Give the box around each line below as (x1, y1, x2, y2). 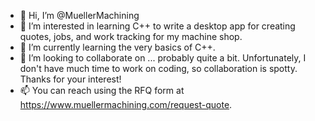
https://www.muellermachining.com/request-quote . (19, 99, 233, 110)
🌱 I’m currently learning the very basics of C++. (19, 41, 216, 53)
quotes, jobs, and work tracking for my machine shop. (19, 31, 243, 42)
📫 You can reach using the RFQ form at (19, 85, 185, 96)
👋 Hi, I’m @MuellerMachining (19, 10, 140, 21)
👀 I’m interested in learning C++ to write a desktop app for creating (19, 20, 296, 32)
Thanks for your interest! (19, 73, 122, 85)
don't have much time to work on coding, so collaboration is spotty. (19, 63, 298, 74)
